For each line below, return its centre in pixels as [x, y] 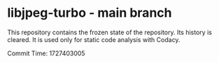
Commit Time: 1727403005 [46, 53]
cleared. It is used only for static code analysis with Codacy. [94, 39]
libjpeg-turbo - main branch [90, 13]
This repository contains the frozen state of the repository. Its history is [109, 32]
